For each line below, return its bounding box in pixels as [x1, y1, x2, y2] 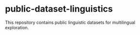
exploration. [5, 24, 29, 30]
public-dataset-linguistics [5, 3, 113, 15]
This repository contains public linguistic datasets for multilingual [5, 19, 135, 25]
